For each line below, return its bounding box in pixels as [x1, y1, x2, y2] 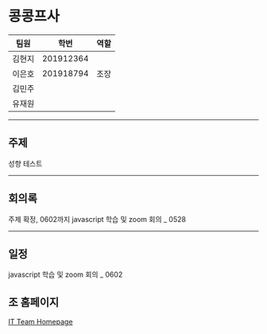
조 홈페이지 [8, 295, 60, 309]
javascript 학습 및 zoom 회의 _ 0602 [8, 270, 123, 279]
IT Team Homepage [8, 317, 73, 327]
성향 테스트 [8, 158, 43, 168]
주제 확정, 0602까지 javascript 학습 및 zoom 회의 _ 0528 [8, 214, 187, 223]
